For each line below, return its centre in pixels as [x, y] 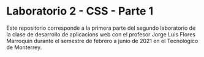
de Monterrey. [24, 47]
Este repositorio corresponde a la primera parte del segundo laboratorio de [101, 28]
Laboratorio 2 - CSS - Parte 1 [80, 11]
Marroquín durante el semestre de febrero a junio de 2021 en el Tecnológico [102, 41]
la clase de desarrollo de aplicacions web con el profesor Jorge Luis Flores [101, 34]
